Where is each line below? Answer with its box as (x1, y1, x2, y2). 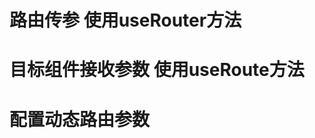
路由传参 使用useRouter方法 (9, 9, 242, 32)
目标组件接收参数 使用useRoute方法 (9, 59, 305, 81)
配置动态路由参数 (9, 108, 151, 131)
